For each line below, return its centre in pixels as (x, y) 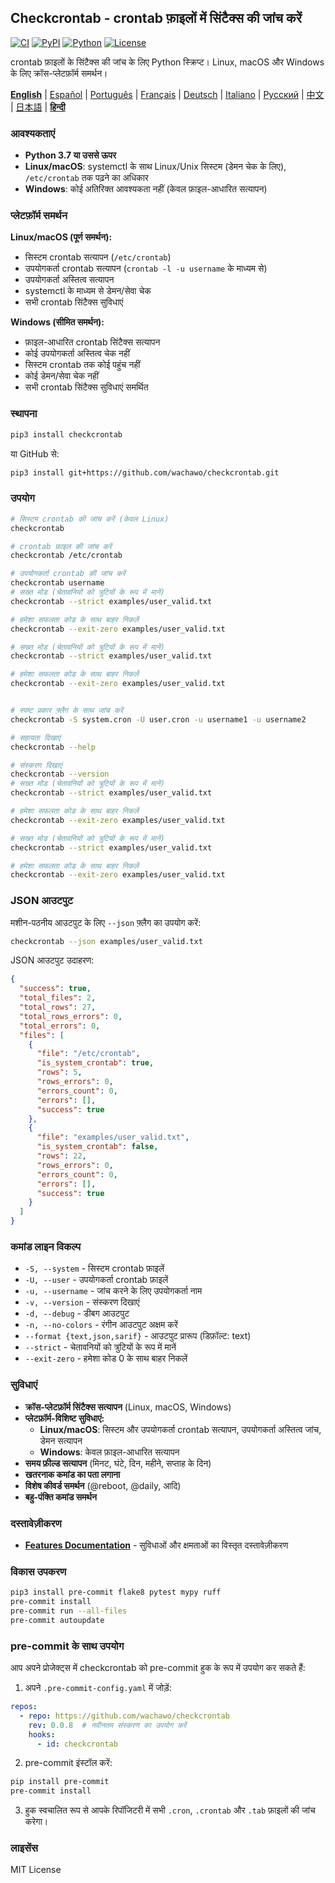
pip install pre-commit (60, 1782)
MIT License (36, 1870)
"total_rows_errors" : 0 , (71, 1016)
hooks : (42, 1734)
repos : (24, 1707)
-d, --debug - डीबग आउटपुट (77, 1313)
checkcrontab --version (60, 774)
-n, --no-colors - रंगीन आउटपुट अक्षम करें (101, 1325)
